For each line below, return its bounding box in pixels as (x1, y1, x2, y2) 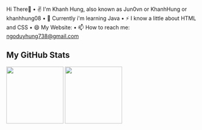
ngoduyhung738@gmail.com (6, 33, 79, 39)
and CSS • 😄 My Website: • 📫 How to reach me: (6, 24, 130, 31)
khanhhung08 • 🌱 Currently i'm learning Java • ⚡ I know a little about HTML (6, 15, 197, 22)
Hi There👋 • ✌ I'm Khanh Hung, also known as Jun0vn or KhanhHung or (6, 5, 187, 13)
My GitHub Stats (6, 50, 70, 60)
